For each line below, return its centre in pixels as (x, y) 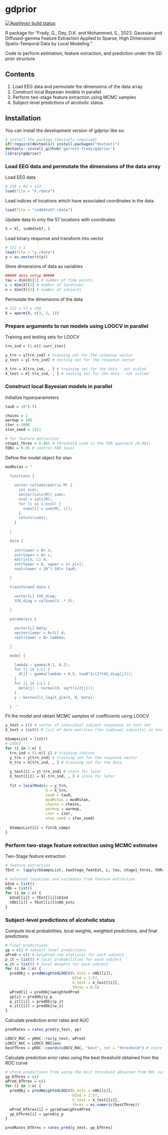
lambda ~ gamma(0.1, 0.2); (42, 665)
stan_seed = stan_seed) (70, 818)
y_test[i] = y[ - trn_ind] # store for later (55, 772)
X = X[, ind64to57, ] (28, 229)
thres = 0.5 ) (86, 987)
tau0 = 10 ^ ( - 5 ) (21, 407)
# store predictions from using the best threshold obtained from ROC (80, 1072)
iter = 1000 (17, 425)
